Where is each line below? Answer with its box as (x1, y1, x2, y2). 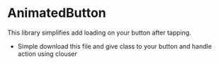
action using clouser (17, 49, 77, 58)
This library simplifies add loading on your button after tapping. (7, 28, 191, 37)
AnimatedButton (7, 5, 106, 21)
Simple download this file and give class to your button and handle (17, 42, 213, 50)
